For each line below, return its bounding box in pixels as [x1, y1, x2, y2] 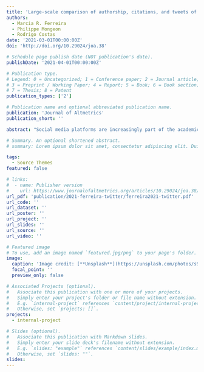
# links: [6, 177, 29, 183]
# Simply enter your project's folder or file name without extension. [6, 295, 197, 301]
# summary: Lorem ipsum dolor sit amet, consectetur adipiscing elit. [6, 143, 189, 149]
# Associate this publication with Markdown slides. [6, 334, 148, 340]
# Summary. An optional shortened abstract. [6, 138, 121, 144]
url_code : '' [6, 199, 39, 205]
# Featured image [6, 244, 50, 250]
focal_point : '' [12, 267, 53, 273]
